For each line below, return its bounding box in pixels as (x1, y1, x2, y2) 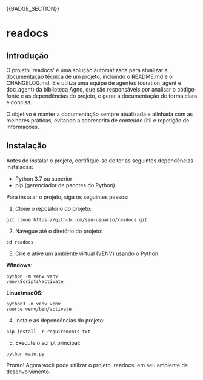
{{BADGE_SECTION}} (6, 5, 59, 12)
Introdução (6, 50, 49, 61)
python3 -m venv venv (6, 301, 61, 307)
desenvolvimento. (6, 368, 51, 375)
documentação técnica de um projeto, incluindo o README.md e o (6, 73, 173, 80)
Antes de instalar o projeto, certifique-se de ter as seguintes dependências (6, 157, 194, 164)
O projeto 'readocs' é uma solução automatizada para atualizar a (6, 67, 168, 73)
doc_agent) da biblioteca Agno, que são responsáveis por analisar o (6, 86, 176, 93)
